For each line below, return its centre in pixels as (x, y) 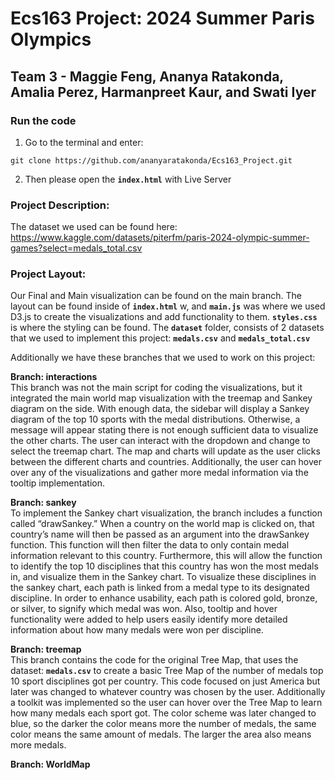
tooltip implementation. (57, 483)
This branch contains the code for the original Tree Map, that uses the (154, 660)
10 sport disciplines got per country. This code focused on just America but (165, 681)
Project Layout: (48, 274)
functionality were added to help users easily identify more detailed (149, 619)
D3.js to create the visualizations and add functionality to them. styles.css (164, 317)
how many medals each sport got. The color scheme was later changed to (163, 713)
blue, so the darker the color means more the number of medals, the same (163, 724)
